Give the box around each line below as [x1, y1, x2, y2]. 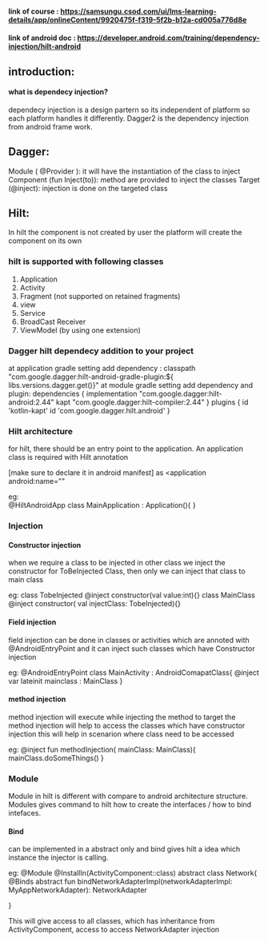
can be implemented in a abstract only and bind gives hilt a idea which [8, 844, 241, 854]
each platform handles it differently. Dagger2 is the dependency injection [8, 113, 250, 123]
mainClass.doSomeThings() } [8, 752, 104, 763]
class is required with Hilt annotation [8, 453, 129, 462]
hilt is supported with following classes [8, 256, 164, 267]
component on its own [8, 236, 82, 245]
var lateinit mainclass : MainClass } [8, 676, 123, 685]
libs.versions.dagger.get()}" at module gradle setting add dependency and [8, 381, 254, 389]
